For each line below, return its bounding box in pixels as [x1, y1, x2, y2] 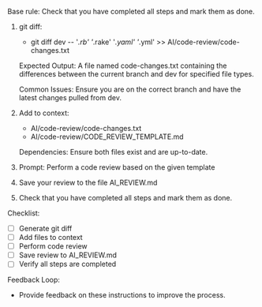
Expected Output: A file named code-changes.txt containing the [18, 61, 227, 70]
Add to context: [18, 108, 69, 118]
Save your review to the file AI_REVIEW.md [18, 178, 158, 187]
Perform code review [18, 241, 88, 251]
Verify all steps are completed [18, 260, 117, 269]
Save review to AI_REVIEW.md [18, 250, 118, 260]
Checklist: [7, 208, 40, 218]
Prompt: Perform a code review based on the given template [18, 163, 215, 172]
